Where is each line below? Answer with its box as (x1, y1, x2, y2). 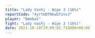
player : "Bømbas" (5, 16, 41, 21)
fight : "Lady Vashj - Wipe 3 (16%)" (5, 21, 81, 26)
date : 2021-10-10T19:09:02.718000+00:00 (5, 26, 91, 31)
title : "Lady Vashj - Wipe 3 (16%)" (5, 7, 81, 12)
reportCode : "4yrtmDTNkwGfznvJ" (5, 12, 72, 17)
